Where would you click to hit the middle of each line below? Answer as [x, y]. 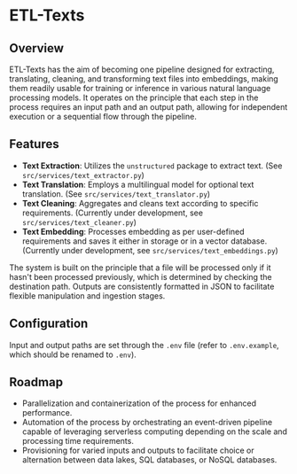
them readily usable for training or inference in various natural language [140, 88]
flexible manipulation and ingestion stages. [87, 295]
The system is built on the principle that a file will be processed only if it [140, 268]
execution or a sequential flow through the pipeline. [103, 117]
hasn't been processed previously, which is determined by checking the [141, 276]
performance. [47, 413]
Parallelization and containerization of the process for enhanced [139, 403]
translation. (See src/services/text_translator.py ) [116, 194]
